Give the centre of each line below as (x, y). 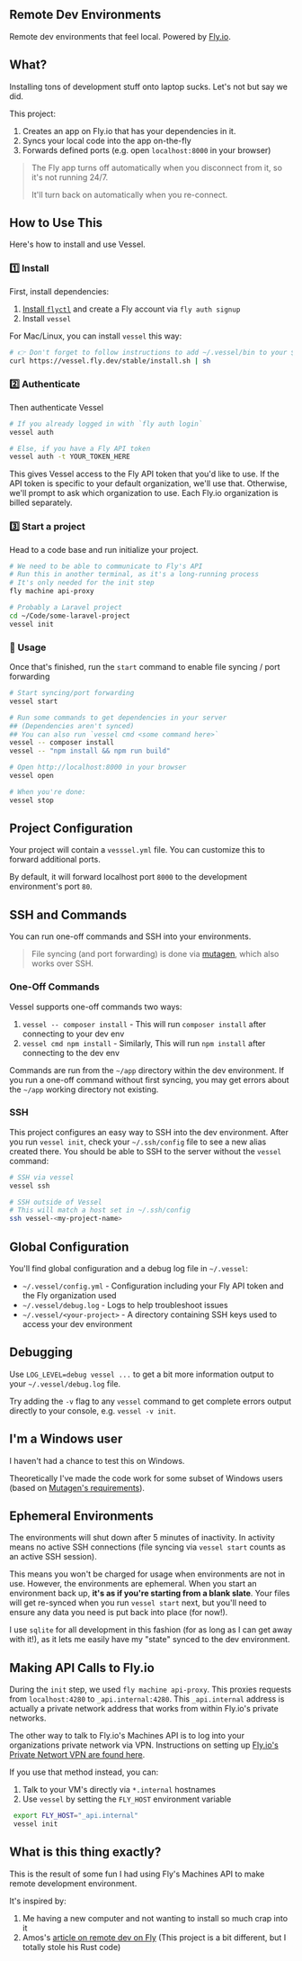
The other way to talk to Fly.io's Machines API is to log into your (127, 1736)
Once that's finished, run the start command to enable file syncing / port (145, 667)
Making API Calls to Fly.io (82, 1668)
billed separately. (41, 502)
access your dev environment (77, 1324)
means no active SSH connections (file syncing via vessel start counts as (147, 1547)
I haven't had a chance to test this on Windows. (97, 1460)
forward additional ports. (55, 860)
